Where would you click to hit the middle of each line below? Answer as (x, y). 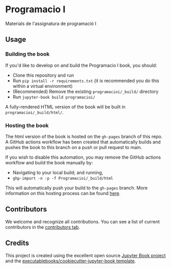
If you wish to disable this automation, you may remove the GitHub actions (83, 157)
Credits (17, 243)
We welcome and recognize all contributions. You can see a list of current (82, 222)
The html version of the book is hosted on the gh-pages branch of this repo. (84, 136)
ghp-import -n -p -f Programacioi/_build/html (63, 178)
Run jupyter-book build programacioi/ (54, 97)
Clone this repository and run (43, 75)
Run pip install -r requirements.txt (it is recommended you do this (86, 81)
